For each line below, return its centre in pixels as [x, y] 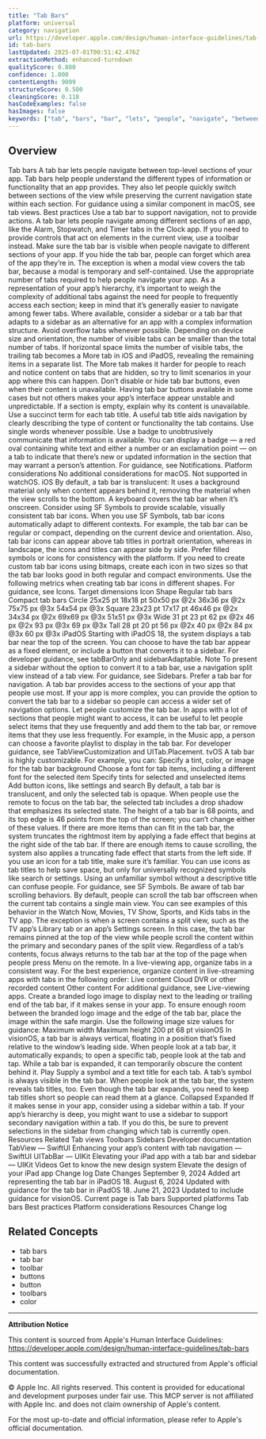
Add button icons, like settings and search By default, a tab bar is [114, 785]
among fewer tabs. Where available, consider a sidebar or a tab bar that [125, 313]
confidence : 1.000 [38, 75]
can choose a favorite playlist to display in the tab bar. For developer [120, 743]
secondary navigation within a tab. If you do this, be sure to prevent [118, 1122]
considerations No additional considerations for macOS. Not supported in [128, 474]
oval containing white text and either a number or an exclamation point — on [133, 448]
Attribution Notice [38, 1324]
